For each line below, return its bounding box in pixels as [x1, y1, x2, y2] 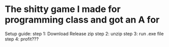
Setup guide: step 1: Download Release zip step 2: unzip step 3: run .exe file [5, 30, 164, 36]
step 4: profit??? [5, 36, 39, 42]
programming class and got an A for [5, 14, 160, 25]
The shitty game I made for [5, 3, 121, 15]
